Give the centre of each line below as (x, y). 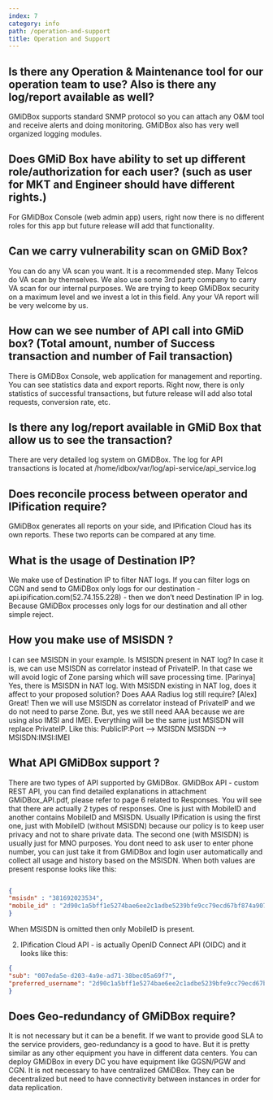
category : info (34, 24)
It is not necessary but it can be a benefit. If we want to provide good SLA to (136, 1036)
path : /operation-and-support (60, 31)
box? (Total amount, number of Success (112, 343)
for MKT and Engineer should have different (122, 185)
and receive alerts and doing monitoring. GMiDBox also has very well (124, 125)
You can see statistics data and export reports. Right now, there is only (127, 385)
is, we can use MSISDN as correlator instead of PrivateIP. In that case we (131, 668)
